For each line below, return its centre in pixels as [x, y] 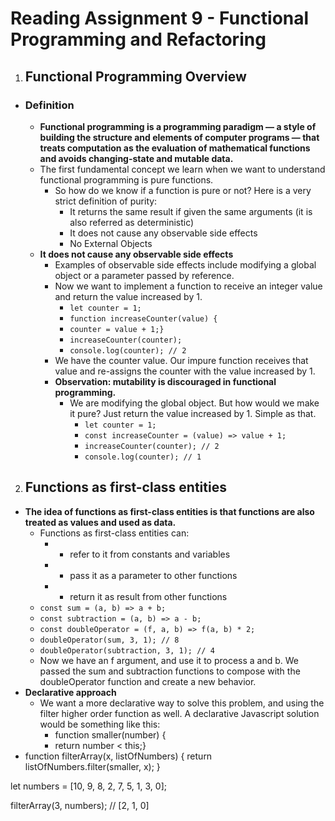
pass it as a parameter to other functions [153, 575]
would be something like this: [100, 724]
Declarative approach [70, 692]
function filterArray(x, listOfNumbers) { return [118, 756]
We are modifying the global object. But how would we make [194, 403]
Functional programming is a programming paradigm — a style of [178, 126]
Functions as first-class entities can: [114, 533]
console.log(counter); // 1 [143, 457]
